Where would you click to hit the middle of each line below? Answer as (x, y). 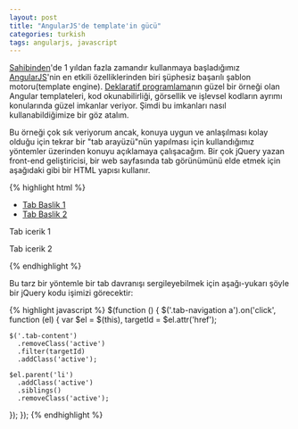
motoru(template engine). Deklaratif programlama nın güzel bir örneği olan (145, 87)
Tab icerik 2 (31, 249)
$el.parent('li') (41, 375)
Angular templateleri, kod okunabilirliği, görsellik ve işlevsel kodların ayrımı (146, 96)
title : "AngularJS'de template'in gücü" (86, 26)
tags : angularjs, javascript (63, 42)
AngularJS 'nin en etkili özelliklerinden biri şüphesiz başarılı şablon (130, 78)
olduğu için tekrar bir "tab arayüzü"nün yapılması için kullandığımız (132, 142)
